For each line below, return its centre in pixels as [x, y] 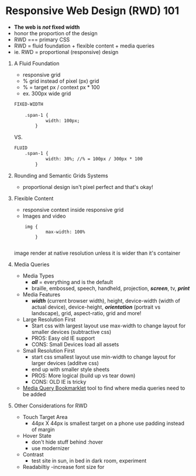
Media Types [38, 276]
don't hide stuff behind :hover [67, 442]
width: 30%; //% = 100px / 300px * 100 [94, 159]
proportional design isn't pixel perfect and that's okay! [88, 187]
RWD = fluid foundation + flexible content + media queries [84, 46]
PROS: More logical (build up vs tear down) [83, 375]
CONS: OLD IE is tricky [59, 382]
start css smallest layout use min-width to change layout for [104, 357]
